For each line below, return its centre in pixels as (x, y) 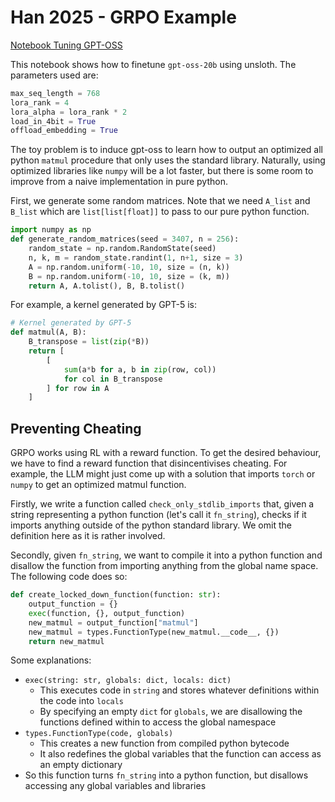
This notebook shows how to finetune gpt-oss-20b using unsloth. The (153, 64)
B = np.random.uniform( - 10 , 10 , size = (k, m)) (129, 276)
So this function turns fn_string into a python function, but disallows (166, 775)
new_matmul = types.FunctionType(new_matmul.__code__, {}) (154, 632)
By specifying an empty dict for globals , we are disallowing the (171, 712)
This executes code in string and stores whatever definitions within (179, 690)
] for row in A (78, 388)
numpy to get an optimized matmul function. (98, 485)
